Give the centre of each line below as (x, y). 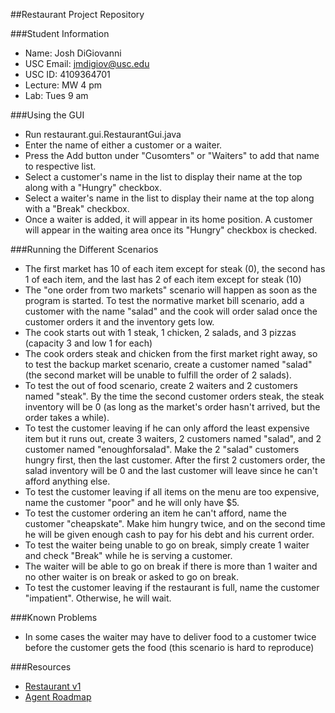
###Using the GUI (47, 115)
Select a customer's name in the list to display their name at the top (163, 177)
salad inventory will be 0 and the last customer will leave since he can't (171, 470)
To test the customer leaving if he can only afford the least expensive (167, 428)
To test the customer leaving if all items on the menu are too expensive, (172, 492)
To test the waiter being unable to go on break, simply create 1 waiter (167, 545)
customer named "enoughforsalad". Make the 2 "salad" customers (162, 449)
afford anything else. (67, 481)
